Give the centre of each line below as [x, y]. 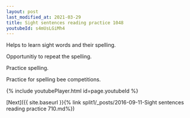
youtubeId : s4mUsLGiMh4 [36, 28]
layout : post [22, 12]
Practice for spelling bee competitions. [54, 79]
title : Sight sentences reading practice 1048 [65, 23]
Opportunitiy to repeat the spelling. [49, 56]
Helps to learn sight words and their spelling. [61, 45]
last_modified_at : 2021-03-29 [44, 17]
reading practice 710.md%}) [41, 109]
